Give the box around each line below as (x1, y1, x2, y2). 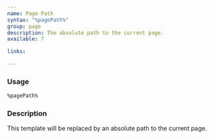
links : (7, 48, 26, 55)
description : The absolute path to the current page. (7, 29, 165, 36)
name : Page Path (7, 10, 53, 17)
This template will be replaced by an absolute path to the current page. (7, 125, 208, 133)
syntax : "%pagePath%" (7, 17, 69, 23)
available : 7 (7, 36, 45, 43)
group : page (7, 23, 41, 30)
